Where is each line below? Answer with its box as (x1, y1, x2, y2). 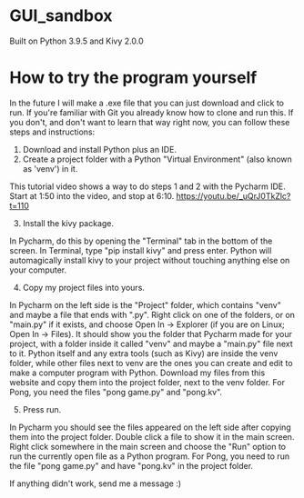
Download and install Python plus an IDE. (22, 144, 177, 154)
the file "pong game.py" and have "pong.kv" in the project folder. (9, 460, 253, 471)
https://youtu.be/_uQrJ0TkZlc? (176, 190, 291, 201)
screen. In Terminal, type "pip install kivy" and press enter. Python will (9, 244, 272, 255)
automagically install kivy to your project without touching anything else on (9, 254, 290, 265)
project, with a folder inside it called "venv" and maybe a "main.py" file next (9, 338, 293, 349)
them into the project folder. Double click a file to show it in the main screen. (9, 431, 295, 442)
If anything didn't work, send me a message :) (9, 478, 182, 489)
